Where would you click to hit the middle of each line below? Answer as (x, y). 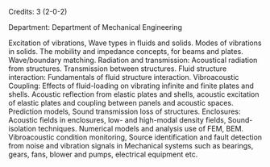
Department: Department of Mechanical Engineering (96, 27)
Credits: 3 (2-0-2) (38, 12)
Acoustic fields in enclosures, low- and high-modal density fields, (117, 120)
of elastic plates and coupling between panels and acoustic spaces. (121, 103)
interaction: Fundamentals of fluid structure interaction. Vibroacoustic (124, 77)
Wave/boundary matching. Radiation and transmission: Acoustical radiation (133, 60)
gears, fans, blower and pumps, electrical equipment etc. (103, 154)
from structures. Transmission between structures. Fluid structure (118, 69)
